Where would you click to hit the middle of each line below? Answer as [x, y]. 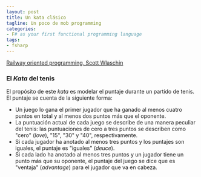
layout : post [23, 12]
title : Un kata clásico [36, 18]
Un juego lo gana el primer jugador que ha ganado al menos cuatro [99, 110]
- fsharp [17, 46]
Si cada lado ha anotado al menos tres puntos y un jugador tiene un [99, 155]
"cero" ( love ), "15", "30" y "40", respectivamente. [76, 135]
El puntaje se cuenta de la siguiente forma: [60, 98]
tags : [13, 40]
